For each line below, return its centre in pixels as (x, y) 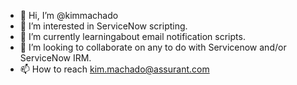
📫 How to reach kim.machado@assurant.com (114, 69)
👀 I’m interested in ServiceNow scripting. (103, 26)
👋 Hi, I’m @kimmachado (69, 15)
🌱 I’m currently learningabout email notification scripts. (132, 36)
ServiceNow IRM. (55, 58)
